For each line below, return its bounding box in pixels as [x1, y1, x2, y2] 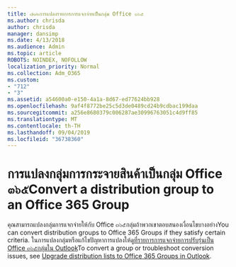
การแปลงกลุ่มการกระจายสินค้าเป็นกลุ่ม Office [7, 166, 223, 182]
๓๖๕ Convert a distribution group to [7, 181, 215, 198]
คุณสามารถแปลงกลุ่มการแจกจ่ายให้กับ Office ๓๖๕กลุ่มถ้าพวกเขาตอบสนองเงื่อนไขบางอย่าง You [7, 220, 229, 229]
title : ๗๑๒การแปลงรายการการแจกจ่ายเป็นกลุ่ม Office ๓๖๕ [7, 10, 144, 18]
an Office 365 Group [7, 197, 130, 213]
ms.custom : [7, 76, 40, 84]
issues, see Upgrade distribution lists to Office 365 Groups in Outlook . [7, 252, 212, 261]
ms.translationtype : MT [7, 115, 78, 123]
